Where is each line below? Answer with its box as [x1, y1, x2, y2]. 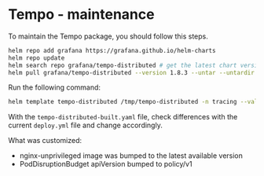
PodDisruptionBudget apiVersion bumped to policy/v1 [19, 159, 192, 169]
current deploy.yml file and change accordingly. [8, 120, 163, 130]
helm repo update [8, 53, 65, 62]
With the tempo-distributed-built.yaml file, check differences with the [8, 112, 238, 122]
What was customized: [8, 136, 82, 145]
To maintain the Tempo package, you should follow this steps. [8, 31, 208, 41]
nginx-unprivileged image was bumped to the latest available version [19, 151, 244, 160]
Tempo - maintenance [8, 5, 155, 24]
